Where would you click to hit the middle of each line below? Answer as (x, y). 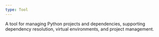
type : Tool (17, 10)
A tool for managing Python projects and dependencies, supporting (75, 24)
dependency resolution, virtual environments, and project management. (80, 29)
